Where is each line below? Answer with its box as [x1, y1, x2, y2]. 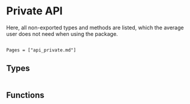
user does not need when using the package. [6, 30, 118, 37]
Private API [6, 4, 63, 18]
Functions [6, 90, 45, 100]
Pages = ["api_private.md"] [6, 47, 77, 53]
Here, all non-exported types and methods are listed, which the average [6, 24, 184, 31]
